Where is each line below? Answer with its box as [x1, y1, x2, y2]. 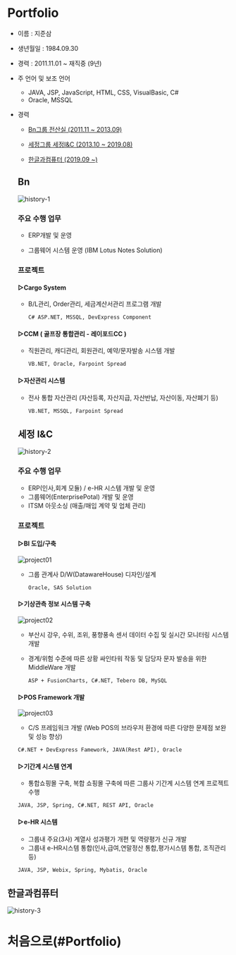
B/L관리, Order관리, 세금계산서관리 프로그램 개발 [27, 300, 162, 308]
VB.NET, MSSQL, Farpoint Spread [27, 407, 123, 414]
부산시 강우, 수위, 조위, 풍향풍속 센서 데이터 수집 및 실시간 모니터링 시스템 [27, 631, 229, 639]
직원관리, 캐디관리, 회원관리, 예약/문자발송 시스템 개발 [27, 347, 175, 355]
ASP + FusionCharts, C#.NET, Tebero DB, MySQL [27, 677, 168, 684]
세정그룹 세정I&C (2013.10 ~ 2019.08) [27, 140, 133, 149]
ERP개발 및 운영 [27, 231, 73, 240]
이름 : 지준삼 [17, 29, 52, 37]
